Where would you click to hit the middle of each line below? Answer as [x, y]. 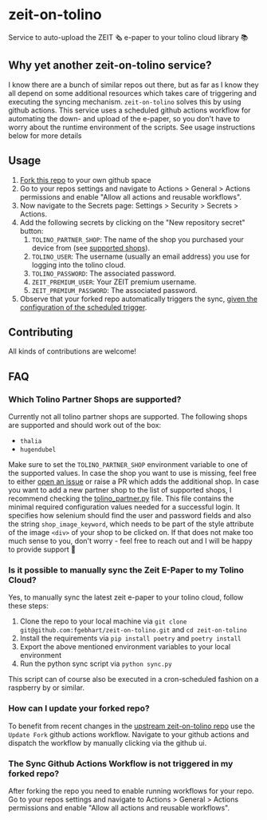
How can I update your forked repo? [79, 708]
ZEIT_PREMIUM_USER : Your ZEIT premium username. [114, 282]
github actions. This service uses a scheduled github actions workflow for [130, 110]
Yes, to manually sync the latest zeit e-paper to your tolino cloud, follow [126, 597]
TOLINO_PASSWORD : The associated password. [104, 273]
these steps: [29, 606]
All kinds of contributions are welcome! [73, 351]
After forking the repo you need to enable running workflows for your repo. [131, 790]
